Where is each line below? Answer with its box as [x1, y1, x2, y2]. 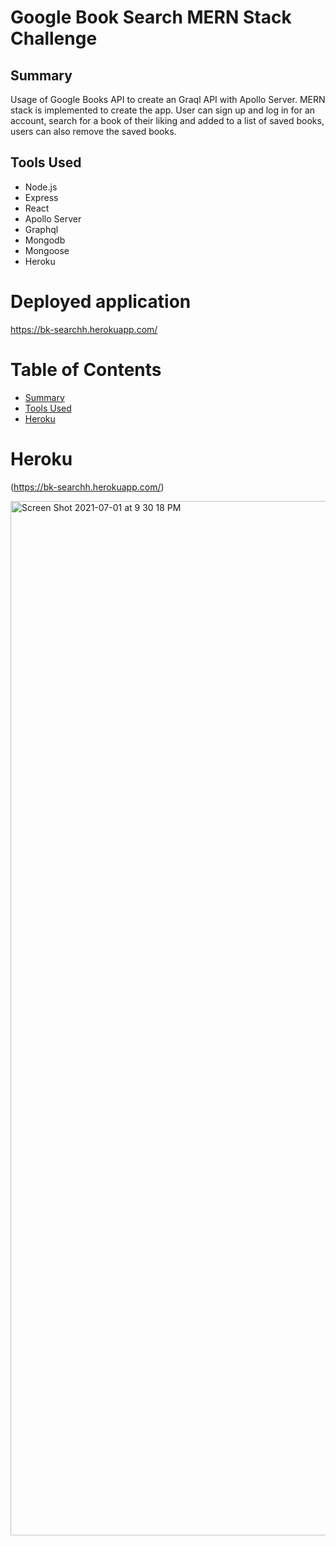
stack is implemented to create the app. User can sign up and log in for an [10, 104, 316, 116]
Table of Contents [10, 358, 162, 381]
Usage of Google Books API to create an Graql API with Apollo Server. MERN [10, 94, 326, 105]
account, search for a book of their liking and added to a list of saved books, [10, 115, 325, 126]
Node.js [24, 181, 58, 193]
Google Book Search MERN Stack [10, 6, 292, 29]
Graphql [24, 223, 59, 235]
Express [24, 191, 59, 203]
